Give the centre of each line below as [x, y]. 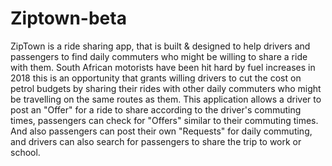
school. [25, 152]
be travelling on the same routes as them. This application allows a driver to [166, 99]
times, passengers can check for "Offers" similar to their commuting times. [164, 120]
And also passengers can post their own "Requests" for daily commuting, [161, 131]
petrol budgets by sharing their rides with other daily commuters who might [166, 88]
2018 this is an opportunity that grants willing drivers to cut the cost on [156, 78]
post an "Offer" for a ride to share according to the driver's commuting [156, 109]
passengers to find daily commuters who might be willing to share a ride [159, 56]
